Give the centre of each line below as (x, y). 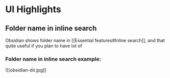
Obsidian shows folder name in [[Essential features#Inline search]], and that (85, 40)
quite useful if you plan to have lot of (44, 46)
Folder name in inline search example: (53, 59)
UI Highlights (33, 9)
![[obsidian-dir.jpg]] (26, 70)
